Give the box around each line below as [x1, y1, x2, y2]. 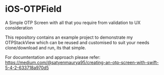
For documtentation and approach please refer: [5, 54, 101, 60]
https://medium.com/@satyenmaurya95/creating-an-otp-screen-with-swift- [5, 59, 159, 65]
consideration [5, 25, 33, 30]
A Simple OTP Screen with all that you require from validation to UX [5, 20, 141, 25]
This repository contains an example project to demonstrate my [5, 34, 133, 40]
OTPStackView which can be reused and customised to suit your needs [5, 39, 149, 45]
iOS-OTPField [5, 3, 62, 15]
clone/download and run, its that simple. [5, 45, 87, 50]
